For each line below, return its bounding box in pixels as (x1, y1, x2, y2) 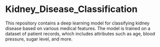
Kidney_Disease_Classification (5, 3, 138, 15)
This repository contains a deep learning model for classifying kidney (5, 20, 150, 26)
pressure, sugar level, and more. (5, 36, 73, 42)
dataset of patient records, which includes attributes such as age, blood (5, 30, 155, 36)
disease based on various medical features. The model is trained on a (5, 25, 151, 31)
